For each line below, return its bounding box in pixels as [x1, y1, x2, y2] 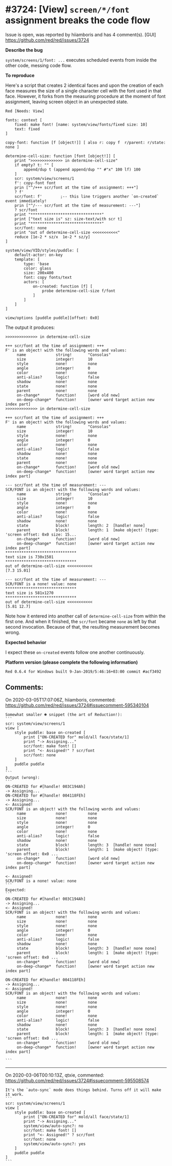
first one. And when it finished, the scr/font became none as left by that [5, 618, 156, 625]
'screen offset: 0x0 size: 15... [5, 532, 77, 537]
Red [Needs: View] [5, 108, 45, 114]
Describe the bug [5, 47, 43, 53]
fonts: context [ [5, 117, 42, 123]
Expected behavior [5, 639, 47, 645]
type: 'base [24, 261, 50, 267]
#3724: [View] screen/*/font [5, 4, 130, 15]
